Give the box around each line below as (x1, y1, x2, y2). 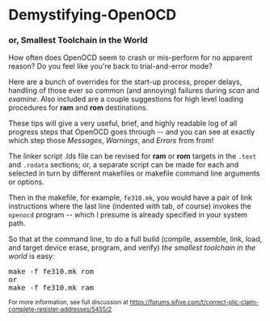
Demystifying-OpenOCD (8, 6, 177, 24)
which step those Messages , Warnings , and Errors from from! (8, 136, 214, 146)
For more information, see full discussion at (8, 298, 129, 306)
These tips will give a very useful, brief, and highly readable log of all (8, 119, 238, 129)
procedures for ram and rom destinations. (8, 103, 148, 112)
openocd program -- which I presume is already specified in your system (8, 210, 248, 220)
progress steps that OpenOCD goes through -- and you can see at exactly (8, 127, 255, 137)
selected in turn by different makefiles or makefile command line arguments (8, 168, 260, 179)
